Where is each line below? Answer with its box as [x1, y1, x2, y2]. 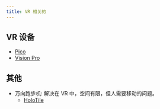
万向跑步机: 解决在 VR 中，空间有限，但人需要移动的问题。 [14, 90, 158, 97]
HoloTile [23, 97, 44, 104]
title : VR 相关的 [6, 8, 46, 15]
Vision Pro [14, 54, 40, 62]
